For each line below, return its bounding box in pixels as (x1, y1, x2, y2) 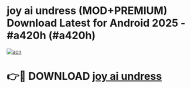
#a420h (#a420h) (6, 29, 96, 42)
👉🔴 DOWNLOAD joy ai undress (6, 70, 162, 83)
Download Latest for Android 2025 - (6, 16, 186, 30)
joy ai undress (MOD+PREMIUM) (6, 4, 168, 17)
